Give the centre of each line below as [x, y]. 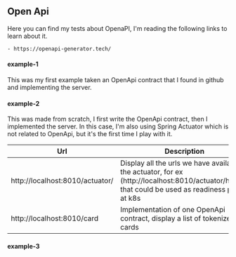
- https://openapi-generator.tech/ [59, 48]
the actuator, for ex [152, 172]
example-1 [23, 64]
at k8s [131, 198]
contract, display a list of [161, 218]
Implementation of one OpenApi [173, 210]
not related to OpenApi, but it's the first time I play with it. [90, 134]
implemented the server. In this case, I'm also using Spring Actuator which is [118, 126]
